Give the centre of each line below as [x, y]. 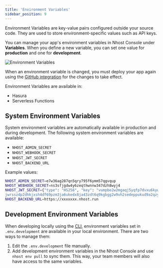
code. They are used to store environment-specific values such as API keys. [81, 33]
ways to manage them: [28, 236]
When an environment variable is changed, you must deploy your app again [81, 71]
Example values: [21, 172]
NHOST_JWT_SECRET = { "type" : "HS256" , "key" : [50, 190]
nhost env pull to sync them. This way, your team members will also [81, 256]
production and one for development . [43, 53]
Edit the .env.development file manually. [51, 246]
